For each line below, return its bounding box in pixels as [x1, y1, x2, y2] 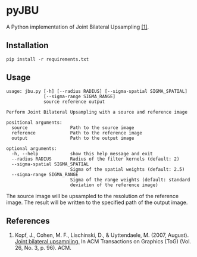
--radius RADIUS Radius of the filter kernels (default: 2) [11, 156, 180, 162]
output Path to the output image [11, 135, 135, 141]
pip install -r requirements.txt [6, 56, 89, 62]
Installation [6, 40, 49, 51]
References [6, 215, 50, 226]
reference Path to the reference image [11, 130, 143, 136]
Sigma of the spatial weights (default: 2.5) [70, 166, 185, 173]
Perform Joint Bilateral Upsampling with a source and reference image [6, 109, 187, 115]
